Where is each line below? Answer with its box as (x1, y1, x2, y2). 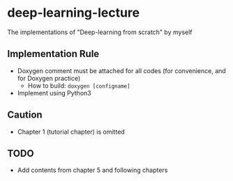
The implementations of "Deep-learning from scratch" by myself (7, 28, 193, 36)
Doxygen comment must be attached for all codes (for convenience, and (17, 66, 227, 74)
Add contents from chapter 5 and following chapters (17, 166, 168, 175)
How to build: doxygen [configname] (27, 81, 130, 90)
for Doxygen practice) (17, 74, 81, 82)
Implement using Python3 (17, 88, 92, 97)
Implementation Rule (7, 48, 100, 60)
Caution (7, 109, 43, 121)
